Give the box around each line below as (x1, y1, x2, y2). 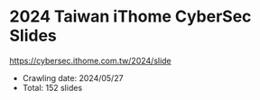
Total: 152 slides (22, 82, 83, 93)
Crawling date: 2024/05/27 (22, 72, 124, 83)
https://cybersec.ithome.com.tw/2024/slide (9, 55, 172, 66)
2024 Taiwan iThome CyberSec (9, 6, 252, 27)
